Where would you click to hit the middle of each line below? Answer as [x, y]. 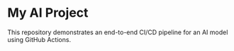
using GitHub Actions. [39, 39]
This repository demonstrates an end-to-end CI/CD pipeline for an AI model [118, 32]
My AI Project [48, 13]
